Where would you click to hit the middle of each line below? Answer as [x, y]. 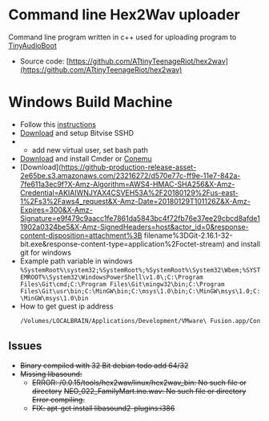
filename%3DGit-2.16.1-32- [189, 235]
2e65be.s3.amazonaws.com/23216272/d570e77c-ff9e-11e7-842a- [130, 175]
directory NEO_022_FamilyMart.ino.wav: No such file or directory [139, 390]
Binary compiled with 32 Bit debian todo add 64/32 [104, 365]
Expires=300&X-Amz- [56, 210]
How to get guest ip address [66, 306]
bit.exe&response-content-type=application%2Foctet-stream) [122, 243]
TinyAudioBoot [33, 45]
